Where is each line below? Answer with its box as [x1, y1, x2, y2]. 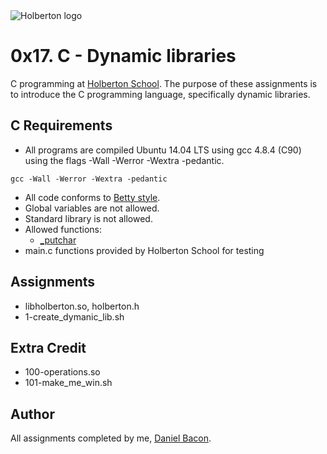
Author [10, 405, 55, 423]
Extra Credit [10, 339, 87, 356]
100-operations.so [24, 366, 101, 378]
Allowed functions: [24, 223, 103, 235]
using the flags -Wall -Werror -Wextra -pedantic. [24, 154, 225, 166]
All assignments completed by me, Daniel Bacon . [10, 432, 212, 444]
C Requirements [10, 117, 113, 134]
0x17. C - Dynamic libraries [10, 45, 237, 68]
